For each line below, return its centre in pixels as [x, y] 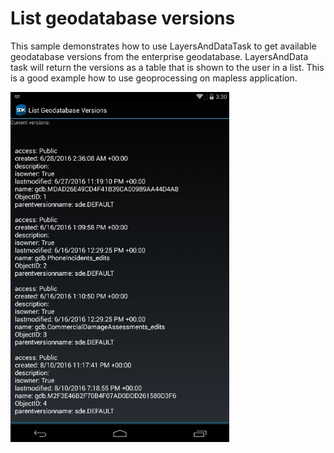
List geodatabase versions [123, 18]
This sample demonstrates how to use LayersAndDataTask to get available [163, 46]
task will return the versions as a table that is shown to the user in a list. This [167, 67]
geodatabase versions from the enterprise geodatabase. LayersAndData [159, 56]
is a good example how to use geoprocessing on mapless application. [154, 78]
